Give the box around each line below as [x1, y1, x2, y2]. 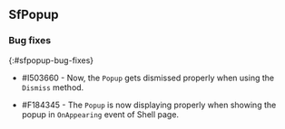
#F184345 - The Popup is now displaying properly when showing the [21, 99, 277, 110]
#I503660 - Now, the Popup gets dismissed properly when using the [21, 72, 274, 83]
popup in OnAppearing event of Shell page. [21, 108, 179, 120]
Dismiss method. [21, 81, 84, 93]
